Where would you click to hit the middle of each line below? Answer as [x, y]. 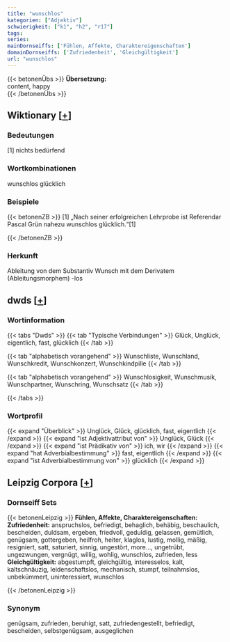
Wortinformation [36, 320]
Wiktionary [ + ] [39, 116]
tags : [15, 33]
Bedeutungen [31, 135]
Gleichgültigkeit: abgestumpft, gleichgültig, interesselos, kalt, [96, 562]
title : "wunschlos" [35, 14]
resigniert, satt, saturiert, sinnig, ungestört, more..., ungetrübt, [96, 547]
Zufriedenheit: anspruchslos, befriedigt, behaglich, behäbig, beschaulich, [113, 525]
